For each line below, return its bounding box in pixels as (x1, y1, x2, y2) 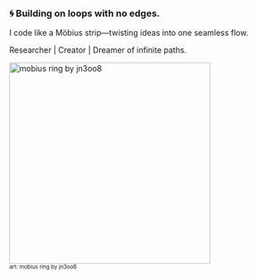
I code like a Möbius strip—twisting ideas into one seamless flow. (9, 28, 249, 38)
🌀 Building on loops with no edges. (9, 7, 161, 20)
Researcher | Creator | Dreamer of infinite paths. (9, 45, 187, 55)
